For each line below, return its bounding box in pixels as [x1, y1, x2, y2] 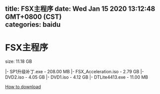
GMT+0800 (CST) [5, 13, 62, 21]
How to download [5, 84, 41, 90]
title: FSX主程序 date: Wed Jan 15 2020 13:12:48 [5, 4, 156, 13]
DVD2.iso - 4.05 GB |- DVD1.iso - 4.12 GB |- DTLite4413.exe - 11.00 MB [5, 74, 148, 80]
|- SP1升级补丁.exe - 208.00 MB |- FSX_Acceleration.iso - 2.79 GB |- [5, 69, 144, 75]
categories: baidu [5, 20, 61, 29]
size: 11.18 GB [5, 58, 32, 64]
